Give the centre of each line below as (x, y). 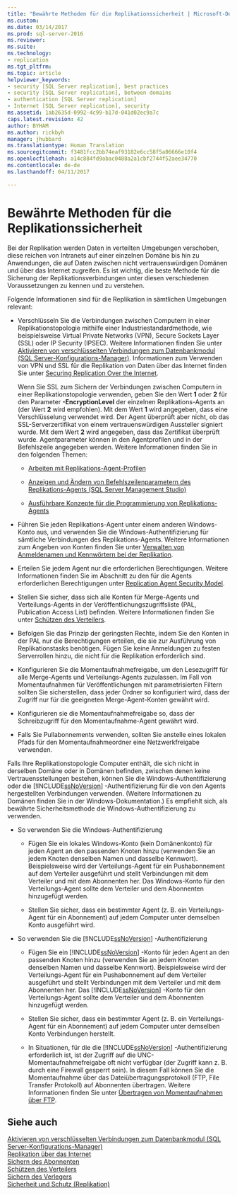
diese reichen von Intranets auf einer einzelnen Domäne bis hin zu (103, 255)
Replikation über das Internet (49, 1154)
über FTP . (42, 1100)
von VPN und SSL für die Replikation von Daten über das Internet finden (122, 365)
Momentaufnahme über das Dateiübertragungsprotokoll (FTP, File (124, 1077)
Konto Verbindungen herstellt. (72, 1034)
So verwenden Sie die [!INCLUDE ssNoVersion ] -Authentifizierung (113, 938)
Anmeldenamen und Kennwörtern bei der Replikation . (95, 554)
